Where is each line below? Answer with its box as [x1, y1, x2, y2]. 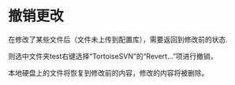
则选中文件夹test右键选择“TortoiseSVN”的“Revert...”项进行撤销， [8, 51, 218, 61]
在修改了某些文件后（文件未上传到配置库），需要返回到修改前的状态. [8, 35, 229, 44]
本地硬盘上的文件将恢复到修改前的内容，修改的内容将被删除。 [8, 68, 209, 77]
